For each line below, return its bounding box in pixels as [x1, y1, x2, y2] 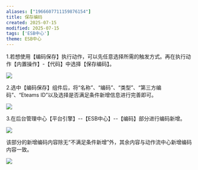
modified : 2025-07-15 [6, 25, 60, 31]
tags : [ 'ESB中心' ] [6, 31, 50, 37]
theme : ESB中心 [6, 36, 42, 42]
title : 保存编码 [6, 14, 43, 20]
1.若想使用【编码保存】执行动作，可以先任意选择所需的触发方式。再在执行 [6, 53, 186, 60]
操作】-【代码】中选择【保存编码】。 [26, 60, 115, 67]
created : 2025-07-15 [6, 19, 57, 25]
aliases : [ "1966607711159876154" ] [6, 8, 92, 15]
